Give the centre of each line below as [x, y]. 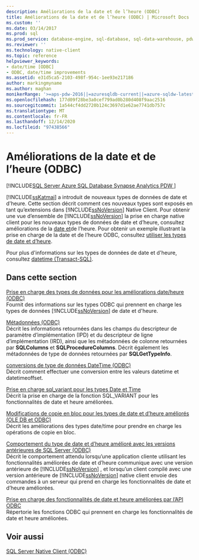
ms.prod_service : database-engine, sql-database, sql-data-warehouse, [95, 39]
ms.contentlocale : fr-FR [37, 116]
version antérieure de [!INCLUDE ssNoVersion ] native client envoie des [92, 475]
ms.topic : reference [32, 56]
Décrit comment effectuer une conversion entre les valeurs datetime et [93, 372]
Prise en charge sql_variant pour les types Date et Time [73, 389]
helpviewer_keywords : [33, 61]
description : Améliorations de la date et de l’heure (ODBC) [83, 12]
